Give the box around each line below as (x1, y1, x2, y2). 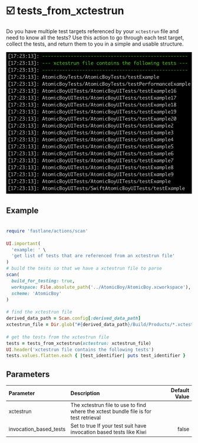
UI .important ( (6, 240, 41, 247)
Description (70, 390, 100, 397)
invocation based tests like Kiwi (70, 429, 147, 436)
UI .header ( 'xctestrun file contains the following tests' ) (6, 347, 154, 353)
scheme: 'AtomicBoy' (11, 290, 62, 296)
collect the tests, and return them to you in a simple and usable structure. (6, 40, 184, 47)
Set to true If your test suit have (70, 422, 147, 429)
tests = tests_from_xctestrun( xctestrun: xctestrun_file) (6, 340, 151, 346)
